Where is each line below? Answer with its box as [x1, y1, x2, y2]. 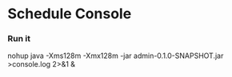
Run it [7, 33, 31, 44]
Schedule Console [7, 5, 132, 23]
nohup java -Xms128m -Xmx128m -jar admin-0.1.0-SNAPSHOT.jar [7, 51, 224, 60]
